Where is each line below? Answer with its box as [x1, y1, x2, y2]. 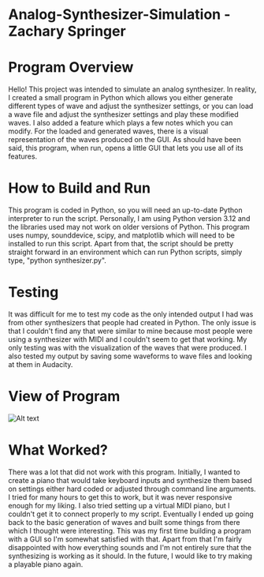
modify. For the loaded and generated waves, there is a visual [8, 126, 209, 136]
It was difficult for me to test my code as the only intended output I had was [8, 309, 254, 319]
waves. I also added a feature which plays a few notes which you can [8, 118, 233, 128]
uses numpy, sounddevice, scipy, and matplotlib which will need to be [8, 230, 235, 240]
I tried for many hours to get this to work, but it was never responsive [8, 492, 232, 502]
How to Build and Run [8, 179, 151, 197]
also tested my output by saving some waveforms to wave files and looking [8, 351, 252, 361]
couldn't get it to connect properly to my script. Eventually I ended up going [8, 509, 254, 519]
